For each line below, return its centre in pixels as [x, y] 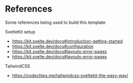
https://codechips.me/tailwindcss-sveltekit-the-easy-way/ [70, 75]
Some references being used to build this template [55, 22]
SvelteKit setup [20, 32]
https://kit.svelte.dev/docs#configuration [53, 46]
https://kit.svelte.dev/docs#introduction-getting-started [67, 41]
